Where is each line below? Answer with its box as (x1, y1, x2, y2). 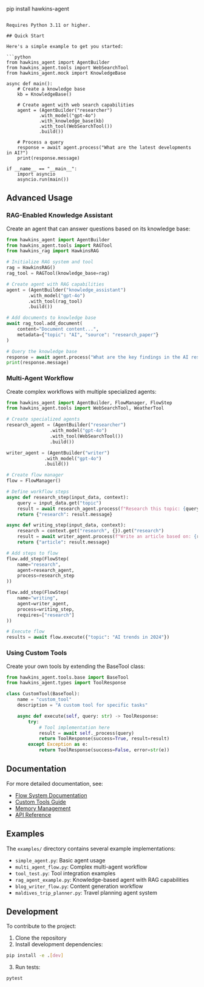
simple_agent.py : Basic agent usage (15, 856, 106, 864)
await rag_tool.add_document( (6, 320, 83, 327)
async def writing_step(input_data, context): (6, 522, 126, 528)
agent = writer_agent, (17, 600, 69, 607)
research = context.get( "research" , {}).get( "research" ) (17, 528, 165, 534)
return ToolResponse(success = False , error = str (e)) (38, 747, 170, 753)
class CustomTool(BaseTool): (6, 691, 80, 697)
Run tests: (15, 963, 41, 971)
